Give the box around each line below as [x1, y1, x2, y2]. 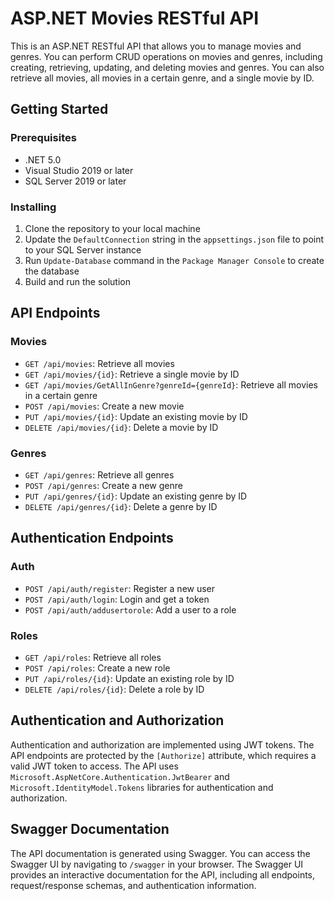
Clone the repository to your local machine [24, 222, 201, 234]
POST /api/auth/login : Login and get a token [24, 593, 210, 605]
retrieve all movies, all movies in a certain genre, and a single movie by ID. [10, 72, 315, 84]
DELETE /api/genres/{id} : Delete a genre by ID [24, 500, 218, 512]
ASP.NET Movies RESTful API [10, 7, 260, 30]
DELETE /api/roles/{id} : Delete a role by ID [24, 683, 205, 695]
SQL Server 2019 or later [24, 175, 127, 187]
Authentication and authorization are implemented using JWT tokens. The [10, 738, 315, 751]
